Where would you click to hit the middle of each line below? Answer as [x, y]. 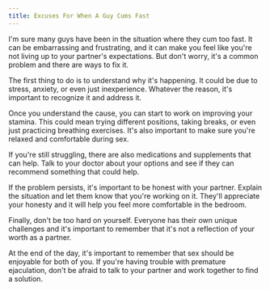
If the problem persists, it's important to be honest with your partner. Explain [135, 187]
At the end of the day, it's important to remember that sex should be [121, 253]
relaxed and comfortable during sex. [69, 139]
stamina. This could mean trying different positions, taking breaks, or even [132, 121]
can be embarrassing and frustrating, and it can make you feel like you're [130, 47]
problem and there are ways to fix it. [69, 65]
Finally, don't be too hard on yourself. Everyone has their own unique [123, 220]
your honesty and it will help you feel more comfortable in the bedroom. [128, 204]
